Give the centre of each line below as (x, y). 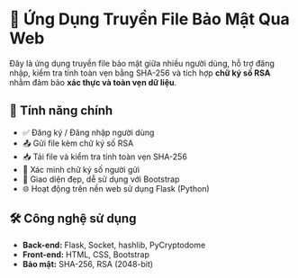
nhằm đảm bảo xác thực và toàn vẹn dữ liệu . (93, 82)
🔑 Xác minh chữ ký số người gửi (81, 169)
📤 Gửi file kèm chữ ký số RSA (78, 143)
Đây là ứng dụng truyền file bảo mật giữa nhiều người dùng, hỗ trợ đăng (142, 63)
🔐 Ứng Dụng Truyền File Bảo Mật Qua (149, 19)
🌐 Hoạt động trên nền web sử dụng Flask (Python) (116, 188)
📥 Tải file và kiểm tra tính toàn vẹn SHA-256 (104, 157)
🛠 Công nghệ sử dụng (73, 219)
